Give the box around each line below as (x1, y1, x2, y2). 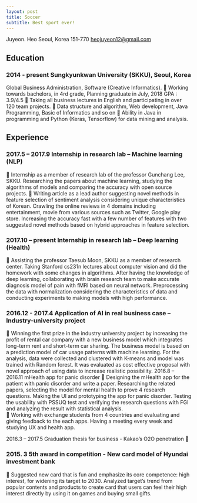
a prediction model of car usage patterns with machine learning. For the (6, 349, 181, 356)
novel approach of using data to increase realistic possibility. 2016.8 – (6, 367, 175, 375)
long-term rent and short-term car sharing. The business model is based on (6, 342, 189, 350)
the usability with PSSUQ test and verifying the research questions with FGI (6, 399, 189, 406)
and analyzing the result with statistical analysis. (6, 405, 123, 412)
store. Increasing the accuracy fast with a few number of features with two (6, 215, 187, 222)
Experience (6, 132, 49, 142)
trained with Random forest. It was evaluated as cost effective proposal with (6, 361, 190, 368)
